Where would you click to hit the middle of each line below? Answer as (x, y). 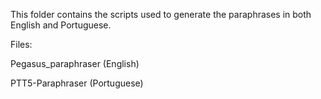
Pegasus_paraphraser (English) (75, 63)
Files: (21, 44)
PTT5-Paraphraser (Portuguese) (77, 83)
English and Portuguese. (61, 25)
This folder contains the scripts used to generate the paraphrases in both (161, 14)
